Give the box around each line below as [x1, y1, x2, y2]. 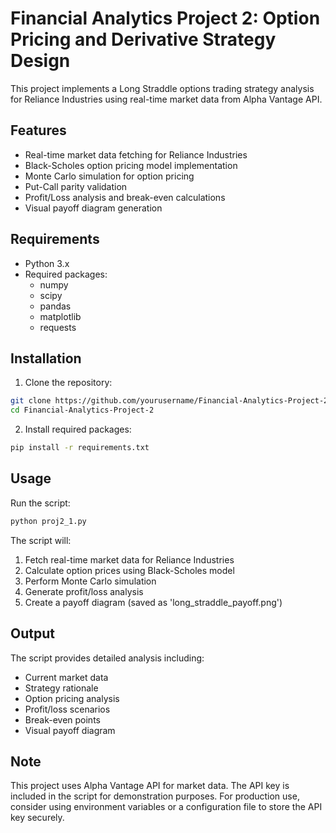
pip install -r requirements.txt [10, 443, 150, 453]
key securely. [10, 812, 65, 824]
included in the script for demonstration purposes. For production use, [10, 790, 300, 802]
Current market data [24, 671, 109, 683]
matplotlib [39, 310, 82, 322]
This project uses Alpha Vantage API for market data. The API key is [10, 780, 290, 792]
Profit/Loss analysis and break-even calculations [24, 191, 226, 203]
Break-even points [24, 713, 101, 726]
